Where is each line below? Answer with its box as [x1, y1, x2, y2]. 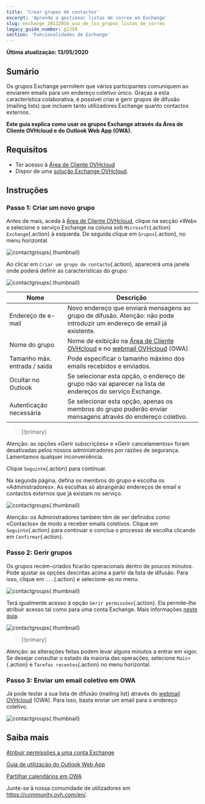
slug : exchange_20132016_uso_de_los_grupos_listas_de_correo [6, 20, 165, 26]
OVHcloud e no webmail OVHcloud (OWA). [67, 344, 190, 353]
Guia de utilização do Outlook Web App [6, 761, 106, 768]
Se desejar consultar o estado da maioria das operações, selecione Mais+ [6, 654, 191, 661]
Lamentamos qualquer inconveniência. [6, 453, 104, 460]
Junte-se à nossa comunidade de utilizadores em [6, 784, 131, 792]
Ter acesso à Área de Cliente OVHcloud [15, 160, 115, 168]
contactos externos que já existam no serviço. [6, 490, 123, 497]
